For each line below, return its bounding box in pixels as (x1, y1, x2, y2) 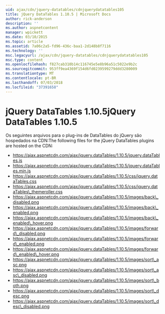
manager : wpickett (5, 30, 43, 35)
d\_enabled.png (12, 241, 45, 247)
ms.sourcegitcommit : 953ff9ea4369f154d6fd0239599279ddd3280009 (5, 67, 138, 72)
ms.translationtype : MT (5, 71, 54, 76)
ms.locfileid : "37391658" (5, 84, 58, 90)
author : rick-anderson (5, 16, 52, 21)
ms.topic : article (5, 39, 43, 44)
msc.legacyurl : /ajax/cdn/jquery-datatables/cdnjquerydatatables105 (5, 52, 148, 58)
